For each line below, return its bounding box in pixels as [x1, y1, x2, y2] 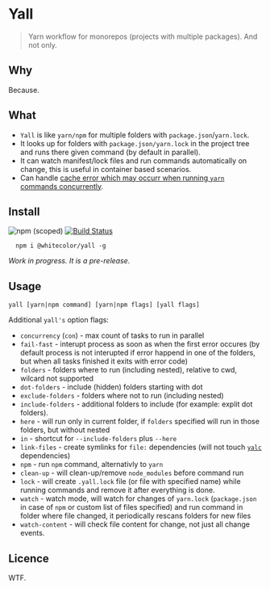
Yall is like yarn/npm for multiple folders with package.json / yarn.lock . [19, 130, 250, 140]
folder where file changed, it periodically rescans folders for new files [19, 511, 251, 521]
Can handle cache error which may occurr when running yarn [19, 173, 225, 183]
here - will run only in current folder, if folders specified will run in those [19, 417, 260, 427]
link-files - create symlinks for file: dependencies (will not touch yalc [19, 442, 262, 452]
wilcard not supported [19, 373, 94, 384]
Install [8, 204, 40, 218]
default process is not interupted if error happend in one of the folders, [19, 348, 255, 358]
